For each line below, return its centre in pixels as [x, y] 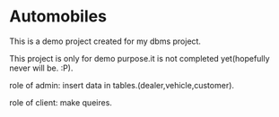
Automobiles [58, 17]
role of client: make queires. [61, 102]
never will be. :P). [41, 68]
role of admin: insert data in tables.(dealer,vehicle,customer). [122, 85]
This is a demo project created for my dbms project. [105, 41]
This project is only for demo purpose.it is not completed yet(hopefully [140, 58]
